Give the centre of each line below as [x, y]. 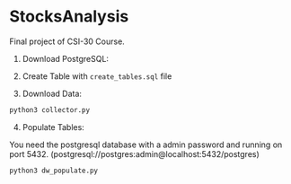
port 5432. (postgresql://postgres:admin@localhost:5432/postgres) [135, 153]
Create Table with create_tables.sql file [97, 76]
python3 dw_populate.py [54, 171]
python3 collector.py [50, 110]
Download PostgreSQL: [66, 58]
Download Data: [52, 93]
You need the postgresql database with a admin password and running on [146, 145]
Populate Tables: [53, 127]
